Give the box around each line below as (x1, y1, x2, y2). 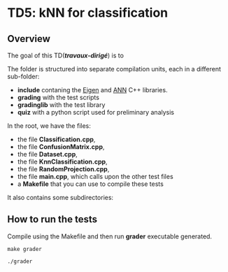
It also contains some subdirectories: (7, 194, 114, 201)
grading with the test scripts (17, 93, 100, 101)
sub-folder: (7, 72, 40, 80)
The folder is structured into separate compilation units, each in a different (7, 65, 222, 73)
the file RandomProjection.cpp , (17, 165, 110, 173)
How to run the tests (7, 213, 98, 225)
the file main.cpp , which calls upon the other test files (17, 173, 173, 180)
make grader (7, 245, 42, 252)
